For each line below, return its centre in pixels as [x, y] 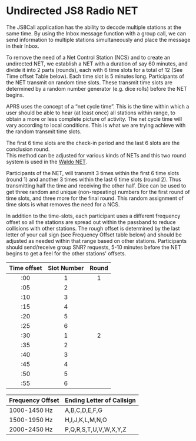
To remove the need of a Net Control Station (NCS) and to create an [88, 57]
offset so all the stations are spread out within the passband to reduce [91, 222]
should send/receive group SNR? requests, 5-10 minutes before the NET [94, 247]
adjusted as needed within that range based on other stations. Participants [97, 241]
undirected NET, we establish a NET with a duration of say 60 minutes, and [97, 64]
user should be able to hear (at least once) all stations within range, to [91, 113]
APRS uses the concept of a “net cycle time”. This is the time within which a [98, 106]
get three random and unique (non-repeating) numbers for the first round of [98, 192]
